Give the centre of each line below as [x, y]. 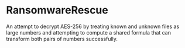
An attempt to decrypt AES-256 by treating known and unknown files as [93, 26]
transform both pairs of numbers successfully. [62, 39]
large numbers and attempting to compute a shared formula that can [89, 32]
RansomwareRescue [57, 10]
